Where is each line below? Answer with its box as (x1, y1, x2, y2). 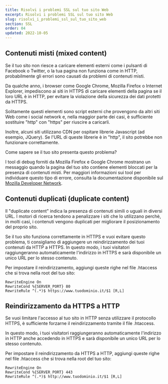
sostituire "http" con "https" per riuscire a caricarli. (5, 119, 110, 125)
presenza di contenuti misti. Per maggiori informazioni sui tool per (5, 169, 141, 175)
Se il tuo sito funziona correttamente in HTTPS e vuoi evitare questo (5, 233, 146, 239)
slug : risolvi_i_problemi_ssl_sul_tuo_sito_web (5, 17, 107, 22)
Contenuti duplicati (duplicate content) (5, 195, 129, 203)
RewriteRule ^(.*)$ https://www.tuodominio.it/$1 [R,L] (5, 288, 124, 293)
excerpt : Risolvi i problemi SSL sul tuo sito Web (5, 12, 113, 17)
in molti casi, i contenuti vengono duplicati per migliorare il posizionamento (5, 218, 160, 224)
